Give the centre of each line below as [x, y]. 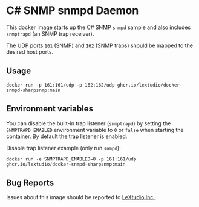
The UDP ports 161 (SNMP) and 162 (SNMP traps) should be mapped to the [100, 45]
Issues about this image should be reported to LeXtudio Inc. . [81, 197]
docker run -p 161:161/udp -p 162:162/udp [60, 85]
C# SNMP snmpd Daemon [73, 11]
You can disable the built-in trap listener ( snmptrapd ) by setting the [89, 123]
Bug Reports [30, 182]
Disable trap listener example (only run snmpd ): [64, 148]
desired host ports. [30, 51]
